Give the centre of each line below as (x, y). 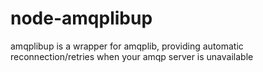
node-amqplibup (81, 18)
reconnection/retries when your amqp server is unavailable (132, 56)
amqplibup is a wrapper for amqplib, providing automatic (127, 46)
